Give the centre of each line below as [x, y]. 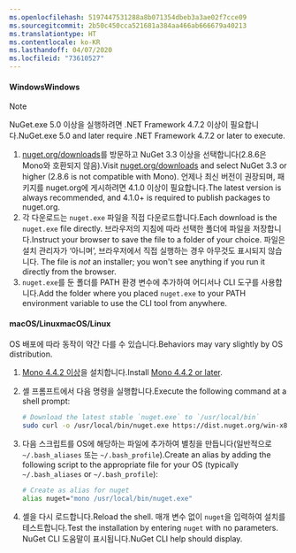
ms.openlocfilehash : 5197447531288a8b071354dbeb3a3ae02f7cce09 [128, 17]
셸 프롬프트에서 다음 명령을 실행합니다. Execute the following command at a [154, 391]
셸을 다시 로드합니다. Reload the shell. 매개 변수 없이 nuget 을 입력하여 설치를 [154, 516]
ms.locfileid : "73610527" [57, 58]
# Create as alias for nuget [76, 491]
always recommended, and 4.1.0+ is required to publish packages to [146, 198]
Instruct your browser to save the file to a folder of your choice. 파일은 [158, 240]
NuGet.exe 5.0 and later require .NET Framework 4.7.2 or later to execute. [152, 136]
